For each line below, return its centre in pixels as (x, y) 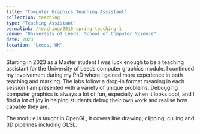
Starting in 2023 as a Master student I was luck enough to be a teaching (95, 62)
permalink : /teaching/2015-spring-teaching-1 (64, 28)
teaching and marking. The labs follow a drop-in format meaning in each (95, 81)
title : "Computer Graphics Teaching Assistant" (67, 12)
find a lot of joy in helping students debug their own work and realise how (97, 100)
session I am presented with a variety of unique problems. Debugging (92, 87)
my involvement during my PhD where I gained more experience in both (95, 75)
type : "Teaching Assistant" (41, 23)
